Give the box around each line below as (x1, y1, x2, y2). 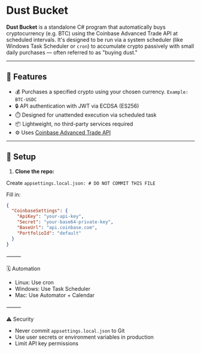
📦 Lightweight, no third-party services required (14, 120, 133, 127)
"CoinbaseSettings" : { (11, 208, 68, 214)
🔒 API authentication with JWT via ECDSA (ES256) (14, 102, 139, 109)
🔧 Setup (6, 152, 36, 162)
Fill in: (6, 191, 21, 198)
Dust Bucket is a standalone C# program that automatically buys (6, 23, 166, 31)
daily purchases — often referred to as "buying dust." (6, 48, 138, 56)
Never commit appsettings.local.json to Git (14, 327, 125, 334)
